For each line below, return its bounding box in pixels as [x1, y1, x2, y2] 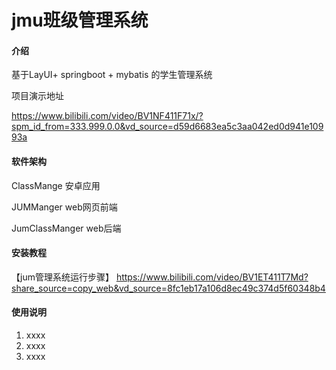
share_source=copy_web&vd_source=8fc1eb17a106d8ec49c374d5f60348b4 [11, 282, 326, 294]
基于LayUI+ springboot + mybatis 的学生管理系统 [11, 69, 213, 81]
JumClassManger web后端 [11, 222, 122, 234]
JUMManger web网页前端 [11, 201, 118, 213]
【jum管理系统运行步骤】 [11, 271, 114, 283]
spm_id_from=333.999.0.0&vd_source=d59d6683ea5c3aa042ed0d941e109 [11, 121, 324, 133]
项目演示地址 [11, 90, 64, 102]
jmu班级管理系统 [11, 9, 149, 32]
